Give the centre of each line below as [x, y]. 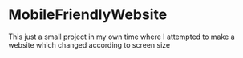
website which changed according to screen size [89, 44]
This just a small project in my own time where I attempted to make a [121, 37]
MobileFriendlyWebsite [88, 15]
